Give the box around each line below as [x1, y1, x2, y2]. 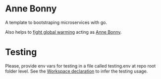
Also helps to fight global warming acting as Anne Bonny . [5, 29, 122, 35]
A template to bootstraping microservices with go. [5, 19, 107, 25]
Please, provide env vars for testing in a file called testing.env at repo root [5, 63, 156, 69]
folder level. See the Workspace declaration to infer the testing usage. [5, 68, 148, 74]
